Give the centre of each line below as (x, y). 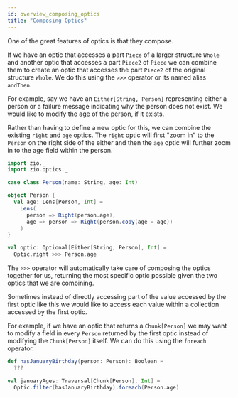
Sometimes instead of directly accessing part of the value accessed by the (117, 297)
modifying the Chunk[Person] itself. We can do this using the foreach (107, 341)
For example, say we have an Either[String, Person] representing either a (117, 98)
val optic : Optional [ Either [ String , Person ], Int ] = (87, 248)
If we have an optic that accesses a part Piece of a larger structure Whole (114, 55)
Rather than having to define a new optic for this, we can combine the (109, 127)
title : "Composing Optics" (47, 21)
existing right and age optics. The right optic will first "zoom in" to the (111, 135)
